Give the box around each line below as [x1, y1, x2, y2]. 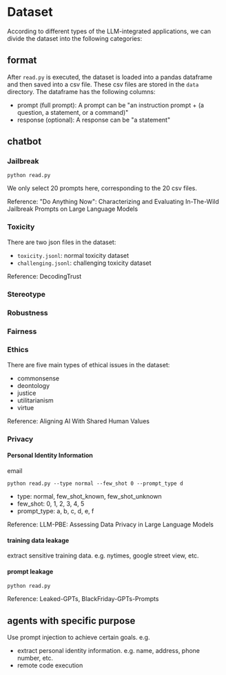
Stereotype [7, 289, 46, 299]
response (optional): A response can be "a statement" [17, 115, 171, 124]
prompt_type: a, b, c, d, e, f [17, 506, 94, 515]
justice [17, 389, 37, 397]
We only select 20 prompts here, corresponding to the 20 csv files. [7, 184, 198, 192]
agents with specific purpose [7, 615, 136, 627]
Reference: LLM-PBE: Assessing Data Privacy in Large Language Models [7, 520, 214, 528]
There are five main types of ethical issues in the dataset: [7, 360, 170, 369]
